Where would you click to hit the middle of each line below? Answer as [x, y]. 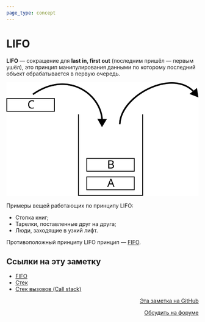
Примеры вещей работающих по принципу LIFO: [70, 206]
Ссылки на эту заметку [54, 261]
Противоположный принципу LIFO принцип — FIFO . [74, 242]
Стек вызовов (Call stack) [48, 289]
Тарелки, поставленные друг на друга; [66, 224]
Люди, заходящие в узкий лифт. [56, 231]
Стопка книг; [32, 218]
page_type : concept [31, 13]
